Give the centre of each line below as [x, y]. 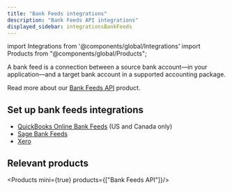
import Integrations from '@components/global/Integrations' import [104, 47]
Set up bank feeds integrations [76, 109]
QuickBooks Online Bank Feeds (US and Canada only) [95, 126]
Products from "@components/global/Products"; [77, 53]
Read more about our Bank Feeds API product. [74, 88]
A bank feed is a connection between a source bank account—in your [107, 67]
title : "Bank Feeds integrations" [57, 14]
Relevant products [48, 163]
